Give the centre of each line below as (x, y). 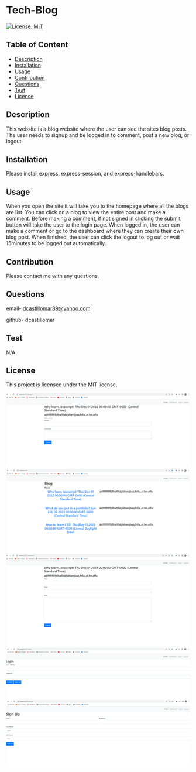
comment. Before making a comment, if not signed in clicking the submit (93, 219)
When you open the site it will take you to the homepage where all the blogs (97, 206)
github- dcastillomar (30, 320)
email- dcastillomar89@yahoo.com (48, 308)
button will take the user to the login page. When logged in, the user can (93, 225)
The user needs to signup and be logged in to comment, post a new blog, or (98, 135)
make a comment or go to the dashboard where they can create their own (95, 231)
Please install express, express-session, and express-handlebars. (85, 174)
